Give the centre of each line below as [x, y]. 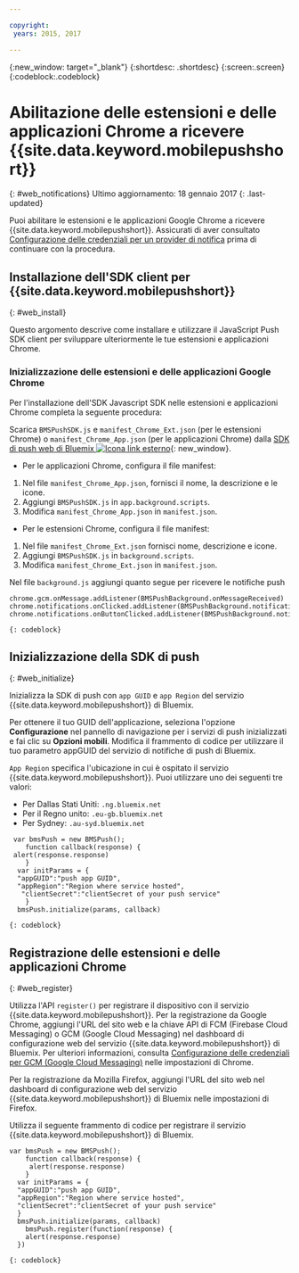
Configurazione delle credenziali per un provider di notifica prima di [133, 240]
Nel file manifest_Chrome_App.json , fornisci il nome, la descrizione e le [150, 483]
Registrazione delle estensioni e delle [115, 952]
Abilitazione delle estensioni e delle [143, 112]
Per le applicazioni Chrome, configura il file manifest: [119, 466]
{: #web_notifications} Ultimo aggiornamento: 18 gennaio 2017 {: [127, 194]
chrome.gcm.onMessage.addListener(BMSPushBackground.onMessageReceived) [147, 599]
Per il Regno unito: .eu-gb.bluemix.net [93, 814]
